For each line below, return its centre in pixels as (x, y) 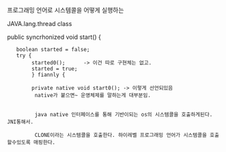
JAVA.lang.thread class (40, 24)
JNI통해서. (20, 122)
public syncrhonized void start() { (54, 37)
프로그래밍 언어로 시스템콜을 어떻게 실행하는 (66, 10)
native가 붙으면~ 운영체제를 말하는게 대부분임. (93, 95)
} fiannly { (49, 75)
